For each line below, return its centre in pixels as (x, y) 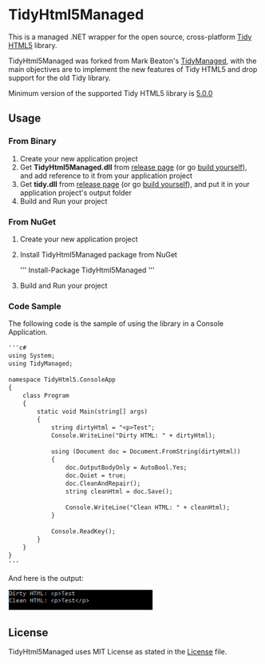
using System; (32, 356)
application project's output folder (75, 193)
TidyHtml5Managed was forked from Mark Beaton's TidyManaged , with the (132, 61)
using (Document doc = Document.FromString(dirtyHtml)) (146, 452)
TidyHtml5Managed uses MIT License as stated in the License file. (118, 652)
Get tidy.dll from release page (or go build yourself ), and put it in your (134, 184)
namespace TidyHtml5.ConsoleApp (62, 380)
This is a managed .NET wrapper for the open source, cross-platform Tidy (130, 37)
